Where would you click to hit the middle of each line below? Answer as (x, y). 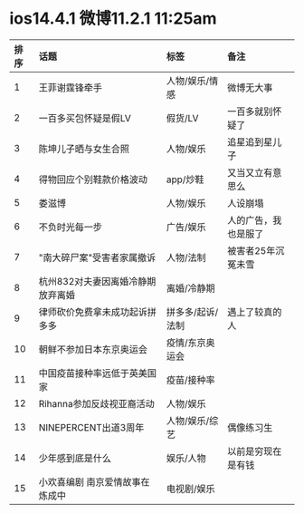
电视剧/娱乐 (190, 489)
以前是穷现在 (255, 451)
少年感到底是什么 (75, 458)
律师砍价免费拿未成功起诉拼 (97, 312)
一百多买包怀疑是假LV (85, 118)
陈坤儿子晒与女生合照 (84, 149)
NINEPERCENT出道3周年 (91, 427)
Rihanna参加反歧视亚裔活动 (97, 403)
